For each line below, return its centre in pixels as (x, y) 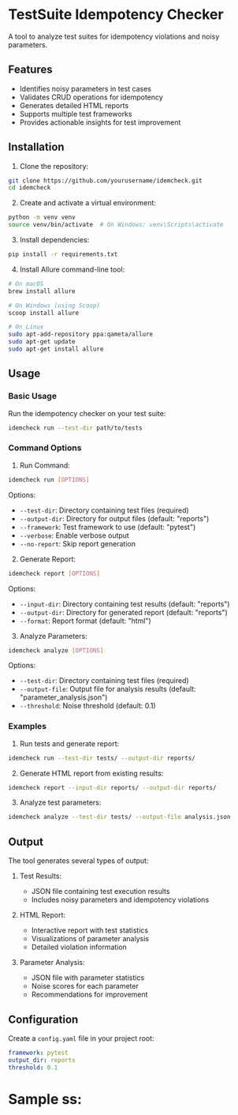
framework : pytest (38, 1053)
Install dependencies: (54, 240)
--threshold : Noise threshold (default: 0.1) (87, 706)
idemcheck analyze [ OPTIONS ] (56, 650)
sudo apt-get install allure (56, 349)
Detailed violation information (79, 947)
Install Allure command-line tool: (72, 269)
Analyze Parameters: (54, 636)
